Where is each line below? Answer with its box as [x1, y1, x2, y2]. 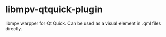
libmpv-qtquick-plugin [5, 4, 103, 15]
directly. [5, 25, 22, 31]
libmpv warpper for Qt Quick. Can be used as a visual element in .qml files [5, 20, 161, 26]
